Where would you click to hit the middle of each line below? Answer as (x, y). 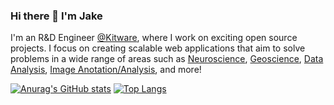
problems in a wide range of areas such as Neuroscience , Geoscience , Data (167, 59)
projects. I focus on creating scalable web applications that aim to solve (158, 48)
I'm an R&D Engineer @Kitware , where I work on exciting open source (154, 38)
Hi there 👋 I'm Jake (56, 16)
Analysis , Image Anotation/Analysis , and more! (106, 70)
